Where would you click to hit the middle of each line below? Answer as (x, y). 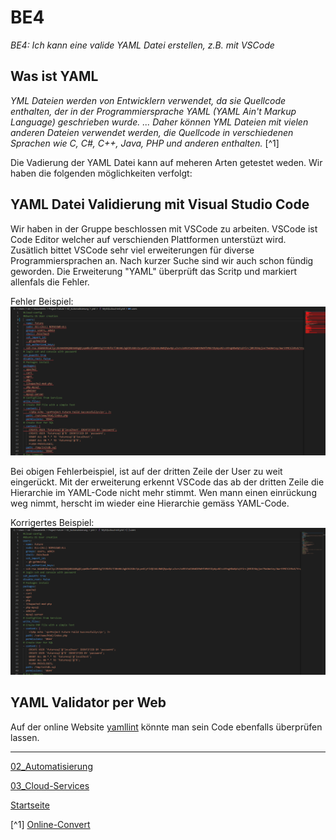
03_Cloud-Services (50, 785)
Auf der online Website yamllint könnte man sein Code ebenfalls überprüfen (166, 727)
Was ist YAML (54, 76)
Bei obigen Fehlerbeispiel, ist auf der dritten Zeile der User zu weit (146, 471)
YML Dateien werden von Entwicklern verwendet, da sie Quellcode (148, 100)
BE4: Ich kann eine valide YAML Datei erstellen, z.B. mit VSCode (142, 45)
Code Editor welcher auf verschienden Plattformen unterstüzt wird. (148, 239)
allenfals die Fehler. (50, 282)
